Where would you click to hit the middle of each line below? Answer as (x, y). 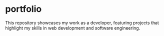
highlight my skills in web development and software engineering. (73, 28)
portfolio (23, 9)
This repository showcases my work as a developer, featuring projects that (82, 23)
